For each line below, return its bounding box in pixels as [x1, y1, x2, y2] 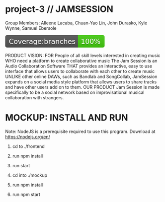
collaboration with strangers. [5, 94, 64, 100]
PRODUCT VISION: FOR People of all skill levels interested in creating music [5, 52, 161, 58]
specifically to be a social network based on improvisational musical [5, 89, 145, 95]
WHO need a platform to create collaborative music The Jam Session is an [5, 58, 158, 64]
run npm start [12, 191, 41, 197]
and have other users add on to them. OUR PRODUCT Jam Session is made [5, 84, 160, 90]
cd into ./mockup [12, 172, 48, 178]
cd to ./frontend [12, 143, 45, 149]
